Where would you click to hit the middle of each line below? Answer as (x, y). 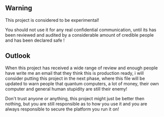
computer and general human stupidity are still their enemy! (66, 89)
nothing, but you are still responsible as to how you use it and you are (76, 104)
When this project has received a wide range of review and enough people (82, 68)
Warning (19, 8)
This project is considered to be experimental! (52, 20)
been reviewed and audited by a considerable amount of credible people (80, 35)
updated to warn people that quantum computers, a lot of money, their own (82, 83)
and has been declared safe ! (35, 40)
